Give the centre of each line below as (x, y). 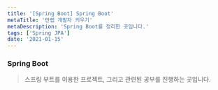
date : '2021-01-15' (36, 39)
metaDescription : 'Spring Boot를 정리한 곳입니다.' (78, 26)
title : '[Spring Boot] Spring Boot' (60, 13)
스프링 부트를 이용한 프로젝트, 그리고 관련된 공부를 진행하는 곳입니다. (117, 80)
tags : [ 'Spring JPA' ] (39, 33)
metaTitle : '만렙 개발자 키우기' (50, 20)
